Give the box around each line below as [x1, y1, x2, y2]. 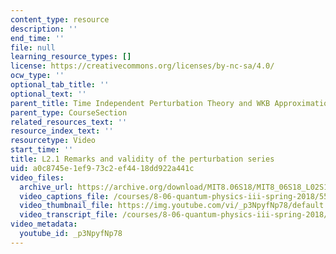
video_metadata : [10, 219, 78, 230]
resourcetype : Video [10, 136, 97, 146]
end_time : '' [10, 33, 65, 43]
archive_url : [19, 182, 74, 192]
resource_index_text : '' [10, 126, 114, 136]
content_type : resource [10, 14, 110, 25]
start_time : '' [10, 145, 74, 155]
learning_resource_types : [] [10, 52, 132, 62]
